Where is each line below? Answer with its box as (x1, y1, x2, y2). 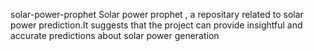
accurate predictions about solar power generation (10, 30, 220, 41)
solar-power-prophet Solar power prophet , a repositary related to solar (10, 9, 304, 20)
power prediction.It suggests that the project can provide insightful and (10, 19, 303, 31)
